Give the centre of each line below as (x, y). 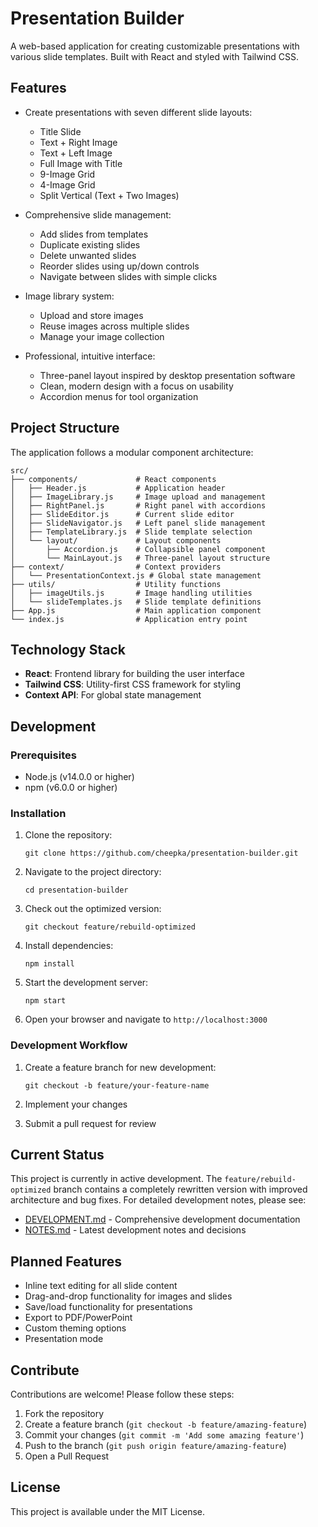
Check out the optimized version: (93, 909)
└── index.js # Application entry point (129, 619)
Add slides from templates (94, 234)
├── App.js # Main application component (136, 610)
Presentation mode (64, 1339)
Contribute (45, 1370)
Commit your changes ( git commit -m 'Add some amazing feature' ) (164, 1435)
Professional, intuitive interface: (90, 356)
